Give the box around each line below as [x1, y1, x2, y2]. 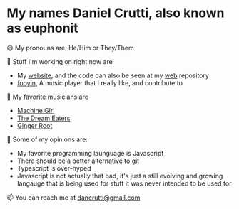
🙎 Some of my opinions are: [6, 135, 88, 144]
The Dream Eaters [16, 114, 71, 122]
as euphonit [6, 20, 79, 36]
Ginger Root [16, 121, 53, 129]
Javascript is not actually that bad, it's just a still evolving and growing [16, 171, 223, 180]
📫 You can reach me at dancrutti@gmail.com [6, 193, 141, 202]
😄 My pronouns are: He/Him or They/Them [6, 43, 134, 52]
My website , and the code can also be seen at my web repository [16, 71, 210, 80]
